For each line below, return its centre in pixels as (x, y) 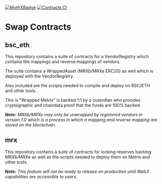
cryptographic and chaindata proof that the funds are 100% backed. (73, 105)
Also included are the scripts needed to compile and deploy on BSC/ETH (78, 85)
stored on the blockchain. (31, 125)
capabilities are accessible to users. (41, 176)
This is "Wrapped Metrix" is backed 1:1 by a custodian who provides (73, 100)
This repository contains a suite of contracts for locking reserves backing (78, 152)
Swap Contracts (38, 27)
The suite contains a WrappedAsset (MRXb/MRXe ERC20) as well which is (79, 71)
